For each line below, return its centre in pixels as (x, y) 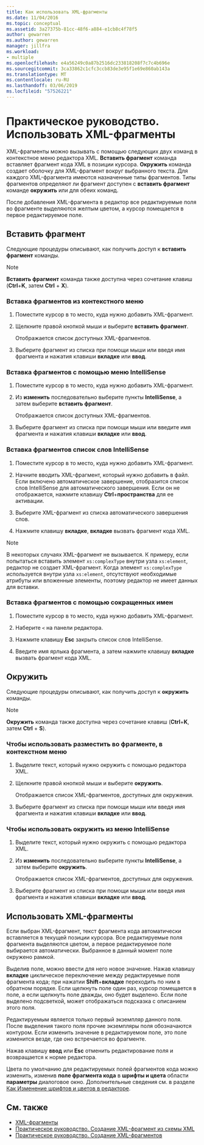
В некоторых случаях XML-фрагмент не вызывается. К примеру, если (97, 554)
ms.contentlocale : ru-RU (38, 80)
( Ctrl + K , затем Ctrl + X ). (37, 285)
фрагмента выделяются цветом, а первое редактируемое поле (89, 944)
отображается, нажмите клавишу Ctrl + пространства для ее (94, 494)
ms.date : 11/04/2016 (33, 18)
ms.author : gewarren (33, 40)
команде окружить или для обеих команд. (62, 190)
